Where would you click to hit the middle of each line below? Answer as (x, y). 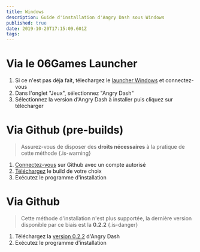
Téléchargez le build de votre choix (58, 171)
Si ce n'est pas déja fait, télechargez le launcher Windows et (90, 80)
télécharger (29, 106)
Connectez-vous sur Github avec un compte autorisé (80, 165)
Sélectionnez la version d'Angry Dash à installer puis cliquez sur (94, 100)
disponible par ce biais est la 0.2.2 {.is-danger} (79, 224)
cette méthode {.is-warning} (56, 153)
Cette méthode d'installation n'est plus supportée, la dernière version (106, 218)
